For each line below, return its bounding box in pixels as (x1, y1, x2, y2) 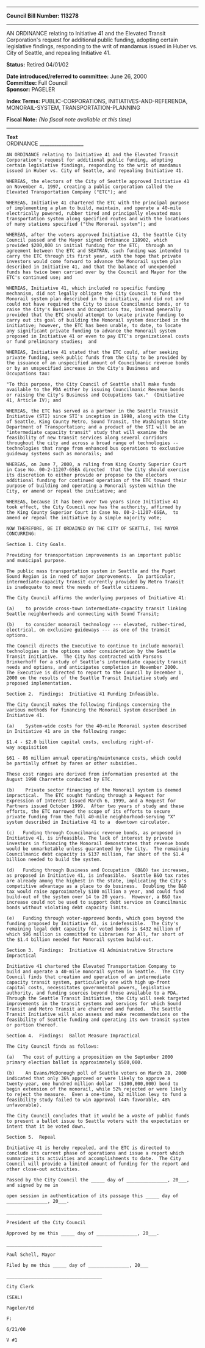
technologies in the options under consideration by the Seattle (6, 648, 176, 654)
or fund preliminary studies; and (6, 339, 97, 345)
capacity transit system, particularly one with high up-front (6, 979, 171, 986)
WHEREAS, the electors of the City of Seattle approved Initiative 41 (6, 178, 190, 184)
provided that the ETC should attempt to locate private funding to (6, 312, 184, 318)
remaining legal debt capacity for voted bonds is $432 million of (6, 926, 182, 932)
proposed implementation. (6, 680, 72, 687)
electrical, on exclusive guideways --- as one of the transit (6, 627, 171, 633)
